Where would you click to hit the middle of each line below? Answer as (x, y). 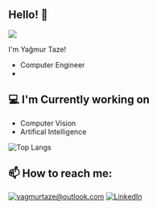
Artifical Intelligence (53, 131)
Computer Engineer (52, 64)
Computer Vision (48, 123)
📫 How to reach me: (60, 174)
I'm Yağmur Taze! (37, 49)
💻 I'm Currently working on (79, 100)
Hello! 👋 (28, 15)
